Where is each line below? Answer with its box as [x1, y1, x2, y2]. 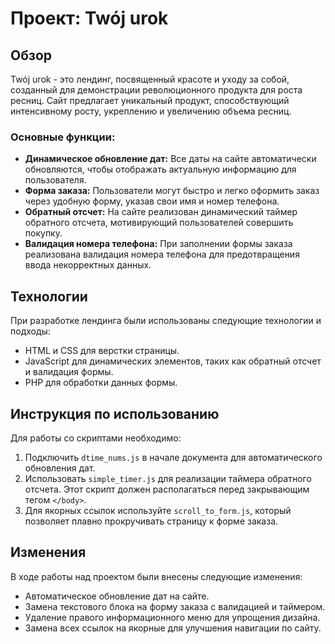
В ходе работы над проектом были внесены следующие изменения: [10, 570, 303, 582]
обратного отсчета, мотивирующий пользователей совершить [24, 217, 294, 229]
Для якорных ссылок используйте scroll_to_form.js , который [24, 504, 292, 516]
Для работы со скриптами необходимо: [10, 432, 182, 444]
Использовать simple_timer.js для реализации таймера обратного [24, 472, 312, 484]
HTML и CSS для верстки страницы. [24, 345, 180, 357]
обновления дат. [24, 462, 96, 474]
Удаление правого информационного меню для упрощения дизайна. [24, 611, 321, 623]
